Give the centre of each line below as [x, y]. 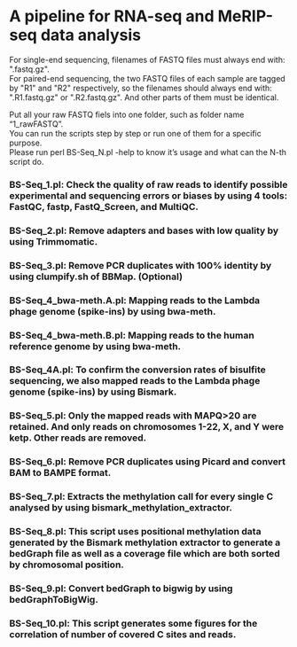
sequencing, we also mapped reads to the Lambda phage [135, 381]
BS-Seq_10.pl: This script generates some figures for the [133, 624]
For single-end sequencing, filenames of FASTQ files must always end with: [147, 59]
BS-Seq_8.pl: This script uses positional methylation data [135, 532]
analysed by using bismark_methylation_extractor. [121, 508]
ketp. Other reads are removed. [78, 438]
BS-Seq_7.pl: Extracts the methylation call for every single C [141, 496]
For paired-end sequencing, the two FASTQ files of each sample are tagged [147, 78]
